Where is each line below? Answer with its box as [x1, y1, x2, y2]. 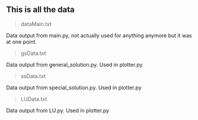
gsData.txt [20, 50, 46, 57]
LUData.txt [20, 95, 47, 102]
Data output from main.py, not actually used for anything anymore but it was [6, 32, 192, 39]
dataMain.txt [20, 20, 52, 27]
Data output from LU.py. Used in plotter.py [6, 106, 110, 114]
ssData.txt [20, 72, 46, 79]
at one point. [6, 38, 37, 45]
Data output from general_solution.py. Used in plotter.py [6, 61, 143, 68]
